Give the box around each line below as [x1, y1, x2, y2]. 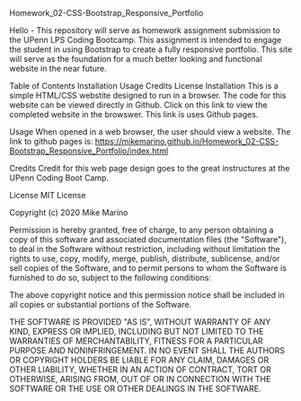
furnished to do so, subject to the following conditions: [9, 273, 211, 283]
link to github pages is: [9, 136, 93, 146]
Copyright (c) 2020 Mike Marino [9, 207, 128, 218]
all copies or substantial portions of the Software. [9, 300, 191, 309]
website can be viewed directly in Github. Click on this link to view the [9, 100, 268, 110]
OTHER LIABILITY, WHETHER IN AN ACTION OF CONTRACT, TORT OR [9, 364, 271, 375]
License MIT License [9, 190, 86, 200]
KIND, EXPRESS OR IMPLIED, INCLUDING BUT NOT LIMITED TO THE [9, 327, 264, 336]
